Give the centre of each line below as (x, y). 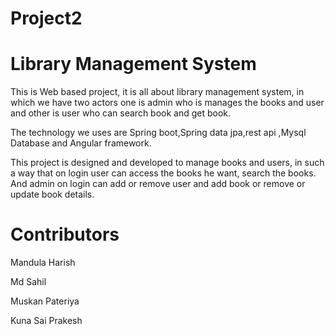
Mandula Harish (43, 263)
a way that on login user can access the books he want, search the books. (163, 173)
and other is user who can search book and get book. (121, 113)
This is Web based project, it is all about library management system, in (157, 92)
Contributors (65, 234)
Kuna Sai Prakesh (46, 321)
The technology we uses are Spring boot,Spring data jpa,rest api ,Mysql (158, 133)
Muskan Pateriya (45, 301)
